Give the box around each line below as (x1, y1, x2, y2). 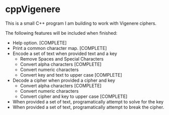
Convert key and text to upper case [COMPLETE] (20, 72, 123, 78)
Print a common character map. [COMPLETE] (12, 45, 107, 51)
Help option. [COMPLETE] (12, 39, 67, 46)
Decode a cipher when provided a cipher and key (12, 77, 116, 83)
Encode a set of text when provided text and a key (12, 50, 118, 56)
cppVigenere (5, 4, 61, 15)
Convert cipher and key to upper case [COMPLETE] (20, 93, 128, 99)
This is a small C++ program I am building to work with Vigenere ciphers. (5, 20, 157, 26)
